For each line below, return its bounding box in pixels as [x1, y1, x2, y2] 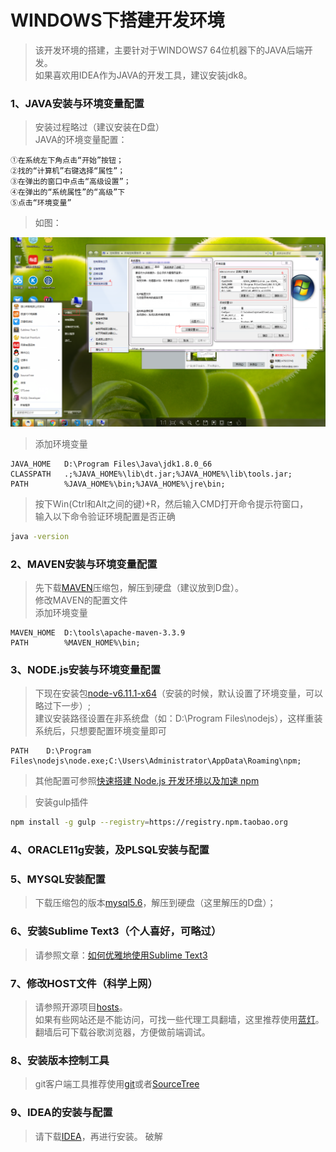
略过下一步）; [34, 700, 92, 712]
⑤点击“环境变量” [10, 198, 72, 208]
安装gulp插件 [34, 796, 89, 808]
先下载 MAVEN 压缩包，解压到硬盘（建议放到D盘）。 [34, 582, 244, 594]
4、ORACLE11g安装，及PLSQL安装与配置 [10, 843, 210, 857]
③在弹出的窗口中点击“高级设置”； [10, 177, 132, 187]
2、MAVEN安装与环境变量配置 [10, 557, 158, 571]
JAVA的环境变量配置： [34, 134, 128, 146]
